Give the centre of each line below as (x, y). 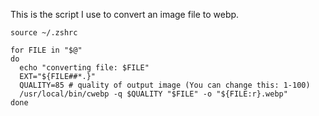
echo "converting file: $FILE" (84, 68)
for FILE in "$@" (46, 50)
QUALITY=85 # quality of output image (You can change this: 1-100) (165, 85)
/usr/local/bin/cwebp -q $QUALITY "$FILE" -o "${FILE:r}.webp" (153, 94)
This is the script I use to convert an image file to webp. (125, 14)
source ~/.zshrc (44, 33)
